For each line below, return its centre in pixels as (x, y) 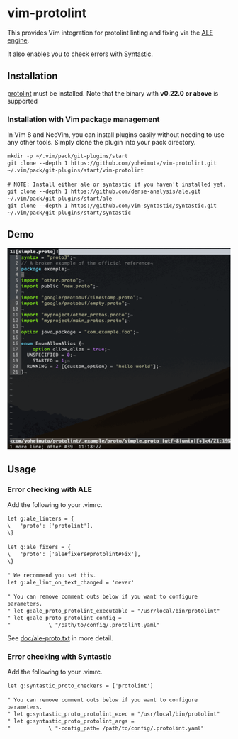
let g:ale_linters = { (41, 518)
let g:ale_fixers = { (39, 547)
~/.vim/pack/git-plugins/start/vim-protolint (75, 171)
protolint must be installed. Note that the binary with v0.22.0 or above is (113, 93)
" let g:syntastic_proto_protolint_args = (71, 721)
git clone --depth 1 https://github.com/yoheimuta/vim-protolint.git (112, 163)
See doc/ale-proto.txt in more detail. (60, 638)
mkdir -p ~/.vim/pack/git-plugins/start (68, 156)
